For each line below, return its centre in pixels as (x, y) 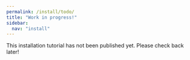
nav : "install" (31, 28)
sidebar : (17, 23)
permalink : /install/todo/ (40, 12)
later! (13, 52)
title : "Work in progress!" (42, 17)
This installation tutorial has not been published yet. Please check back (95, 46)
